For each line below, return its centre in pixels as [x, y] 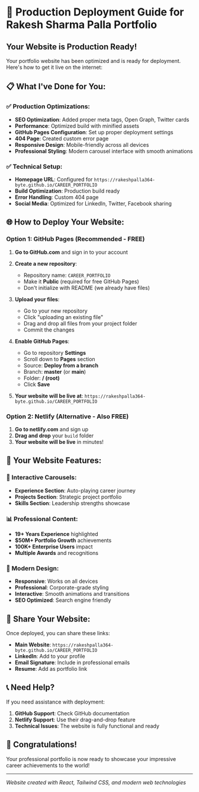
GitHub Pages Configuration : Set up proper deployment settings [94, 132]
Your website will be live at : [49, 396]
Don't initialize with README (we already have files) [86, 288]
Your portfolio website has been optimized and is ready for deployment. [94, 61]
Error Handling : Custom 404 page [57, 197]
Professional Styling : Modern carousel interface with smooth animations [104, 151]
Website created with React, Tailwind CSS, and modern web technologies [96, 782]
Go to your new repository [55, 311]
